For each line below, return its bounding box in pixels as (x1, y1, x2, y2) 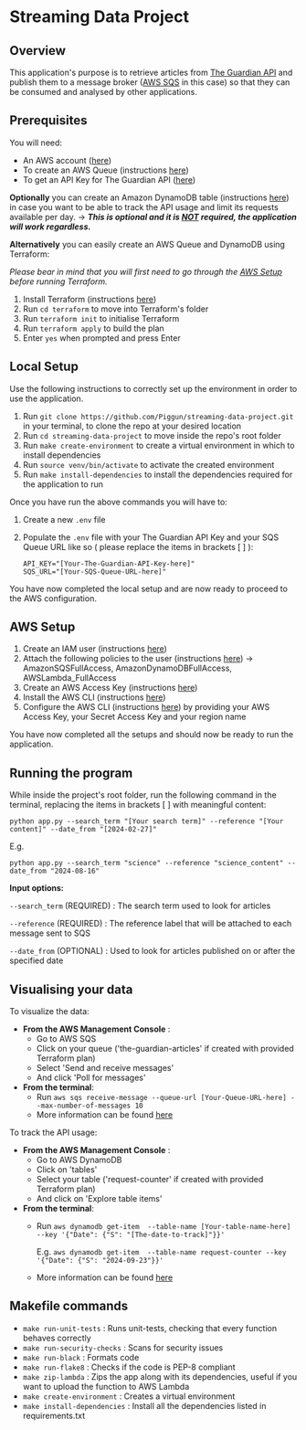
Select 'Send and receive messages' (36, 1063, 174, 1074)
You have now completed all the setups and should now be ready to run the (9, 729, 294, 740)
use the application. (9, 393, 84, 404)
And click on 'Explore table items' (36, 1193, 163, 1204)
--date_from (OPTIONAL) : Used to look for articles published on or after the (9, 946, 295, 957)
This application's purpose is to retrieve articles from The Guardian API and (9, 67, 293, 78)
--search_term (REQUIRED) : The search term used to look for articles (9, 900, 271, 911)
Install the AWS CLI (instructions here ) (22, 692, 166, 703)
